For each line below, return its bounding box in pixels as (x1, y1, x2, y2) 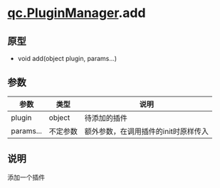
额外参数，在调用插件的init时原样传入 (84, 126, 209, 136)
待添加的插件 (84, 113, 128, 123)
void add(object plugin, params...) (17, 55, 117, 62)
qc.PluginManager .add (7, 5, 146, 21)
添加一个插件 (7, 172, 45, 182)
